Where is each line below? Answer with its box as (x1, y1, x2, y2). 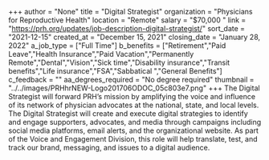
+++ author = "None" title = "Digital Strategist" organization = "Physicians (8, 7, 253, 16)
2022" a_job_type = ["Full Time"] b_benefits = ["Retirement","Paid (8, 41, 226, 50)
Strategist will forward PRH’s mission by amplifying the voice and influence (8, 92, 255, 101)
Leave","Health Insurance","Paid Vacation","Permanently (8, 50, 194, 58)
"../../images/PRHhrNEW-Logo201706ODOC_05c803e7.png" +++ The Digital (8, 83, 260, 93)
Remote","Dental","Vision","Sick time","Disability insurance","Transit (8, 58, 230, 67)
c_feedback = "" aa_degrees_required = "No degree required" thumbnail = (8, 75, 255, 84)
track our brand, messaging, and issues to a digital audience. (8, 143, 210, 152)
